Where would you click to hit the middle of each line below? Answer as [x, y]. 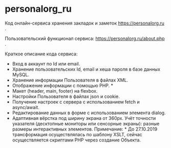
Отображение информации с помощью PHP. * [63, 86]
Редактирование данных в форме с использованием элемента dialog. [89, 113]
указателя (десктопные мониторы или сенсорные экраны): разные [86, 123]
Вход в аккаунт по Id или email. [46, 64]
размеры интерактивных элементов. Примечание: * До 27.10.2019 [85, 129]
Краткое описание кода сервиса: [41, 54]
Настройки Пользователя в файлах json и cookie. [66, 96]
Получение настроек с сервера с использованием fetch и [76, 102]
